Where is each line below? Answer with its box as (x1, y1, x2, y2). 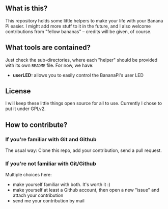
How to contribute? (5, 120, 68, 129)
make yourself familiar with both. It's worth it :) (12, 181, 110, 188)
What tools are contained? (5, 43, 91, 52)
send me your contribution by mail (12, 198, 85, 204)
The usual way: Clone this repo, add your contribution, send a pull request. (5, 147, 162, 153)
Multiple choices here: (5, 172, 52, 178)
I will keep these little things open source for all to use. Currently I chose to (5, 100, 162, 107)
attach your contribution (12, 192, 64, 198)
